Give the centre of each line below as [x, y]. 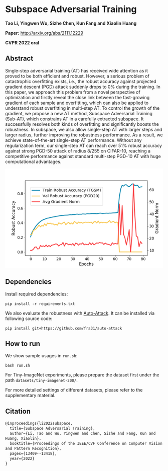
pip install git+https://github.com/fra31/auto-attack [64, 328]
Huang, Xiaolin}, [23, 439]
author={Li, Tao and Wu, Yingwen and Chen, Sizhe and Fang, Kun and [83, 434]
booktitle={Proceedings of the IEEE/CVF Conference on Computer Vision [86, 444]
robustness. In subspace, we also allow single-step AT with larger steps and [84, 129]
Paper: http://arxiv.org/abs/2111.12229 [44, 33]
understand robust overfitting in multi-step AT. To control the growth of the [82, 108]
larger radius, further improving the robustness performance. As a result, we [84, 135]
